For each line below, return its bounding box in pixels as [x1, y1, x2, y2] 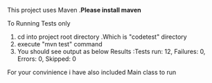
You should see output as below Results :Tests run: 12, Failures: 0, [17, 48, 206, 55]
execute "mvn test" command [17, 40, 103, 48]
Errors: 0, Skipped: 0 [17, 55, 76, 63]
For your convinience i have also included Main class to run [7, 68, 177, 76]
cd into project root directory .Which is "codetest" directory [17, 33, 187, 41]
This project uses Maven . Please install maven [7, 6, 141, 14]
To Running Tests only [7, 19, 71, 27]
